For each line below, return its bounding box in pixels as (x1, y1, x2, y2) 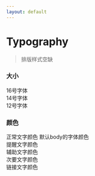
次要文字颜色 (6, 156, 38, 163)
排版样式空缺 (20, 55, 53, 63)
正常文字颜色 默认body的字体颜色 (6, 133, 89, 140)
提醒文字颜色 (6, 141, 38, 148)
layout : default (6, 8, 47, 15)
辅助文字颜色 (6, 148, 38, 156)
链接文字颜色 (6, 163, 38, 171)
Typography (6, 34, 69, 48)
